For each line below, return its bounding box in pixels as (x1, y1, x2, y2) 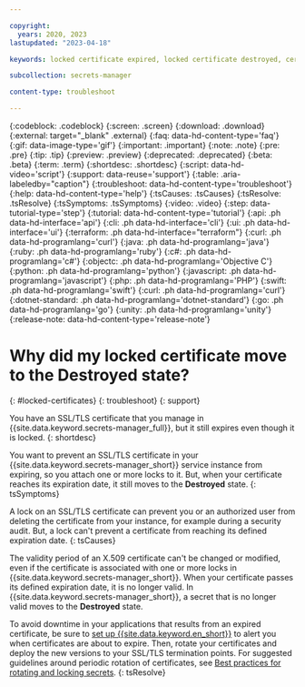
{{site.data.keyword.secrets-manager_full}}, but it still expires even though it (9, 422, 295, 433)
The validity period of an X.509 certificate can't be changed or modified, (9, 552, 281, 563)
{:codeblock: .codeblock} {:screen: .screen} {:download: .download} (9, 120, 265, 131)
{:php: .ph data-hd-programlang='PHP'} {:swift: (108, 275, 288, 286)
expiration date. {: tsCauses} (9, 534, 116, 546)
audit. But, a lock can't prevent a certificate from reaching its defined (9, 525, 268, 536)
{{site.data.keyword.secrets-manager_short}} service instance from (9, 459, 263, 470)
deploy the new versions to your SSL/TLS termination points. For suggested (9, 647, 292, 658)
